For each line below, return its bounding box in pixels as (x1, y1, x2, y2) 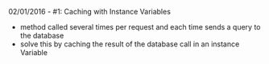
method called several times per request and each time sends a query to (19, 22, 261, 31)
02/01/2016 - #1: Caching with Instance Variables (8, 7, 172, 16)
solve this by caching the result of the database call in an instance (19, 39, 240, 49)
